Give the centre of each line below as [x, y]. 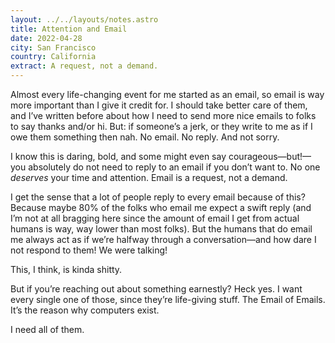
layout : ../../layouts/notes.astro [84, 19]
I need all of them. [47, 329]
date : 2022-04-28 [46, 38]
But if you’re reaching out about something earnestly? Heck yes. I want [156, 289]
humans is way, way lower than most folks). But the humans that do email [161, 229]
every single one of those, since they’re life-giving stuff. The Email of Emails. [168, 299]
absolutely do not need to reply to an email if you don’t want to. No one [174, 167]
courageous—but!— [270, 156]
